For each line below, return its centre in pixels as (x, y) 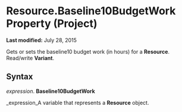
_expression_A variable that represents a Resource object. (78, 102)
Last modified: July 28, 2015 (42, 40)
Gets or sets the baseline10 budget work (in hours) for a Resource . (88, 51)
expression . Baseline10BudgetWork (51, 91)
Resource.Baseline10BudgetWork (91, 11)
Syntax (20, 77)
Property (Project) (52, 24)
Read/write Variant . (30, 58)
